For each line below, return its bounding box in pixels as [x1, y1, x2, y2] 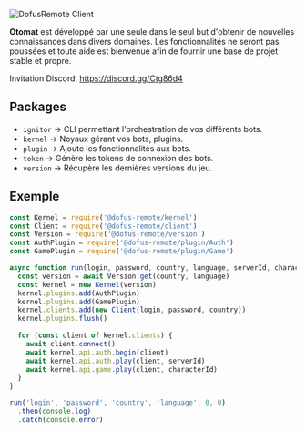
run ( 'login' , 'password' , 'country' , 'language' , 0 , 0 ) [9, 398, 226, 407]
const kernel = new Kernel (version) [17, 280, 157, 289]
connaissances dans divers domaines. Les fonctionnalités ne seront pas [9, 36, 280, 46]
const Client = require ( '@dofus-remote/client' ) [9, 221, 198, 231]
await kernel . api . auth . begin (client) [25, 347, 169, 357]
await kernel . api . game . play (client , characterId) [25, 365, 219, 374]
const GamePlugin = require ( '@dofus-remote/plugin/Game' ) [9, 247, 234, 256]
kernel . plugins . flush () [17, 314, 107, 324]
